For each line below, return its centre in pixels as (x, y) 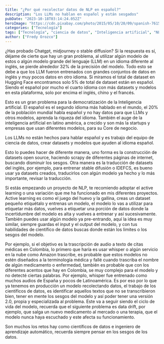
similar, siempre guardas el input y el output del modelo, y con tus (71, 224)
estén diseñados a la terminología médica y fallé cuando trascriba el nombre (82, 260)
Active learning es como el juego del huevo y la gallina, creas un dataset (78, 198)
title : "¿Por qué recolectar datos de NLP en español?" (63, 10)
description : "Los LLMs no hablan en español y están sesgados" (72, 14)
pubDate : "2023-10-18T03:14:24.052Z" (43, 19)
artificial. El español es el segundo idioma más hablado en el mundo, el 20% (82, 107)
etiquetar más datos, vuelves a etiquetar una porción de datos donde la (77, 208)
